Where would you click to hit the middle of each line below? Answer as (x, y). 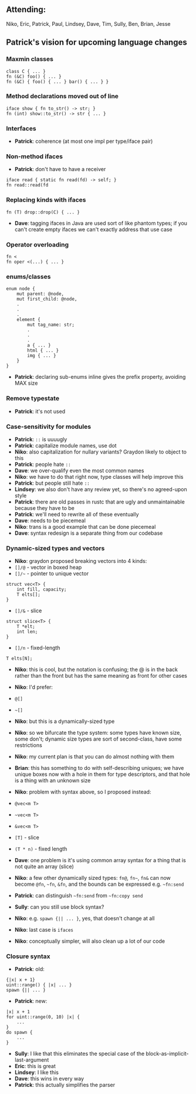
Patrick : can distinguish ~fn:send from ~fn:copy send (79, 896)
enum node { (21, 289)
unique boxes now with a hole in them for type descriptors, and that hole (102, 774)
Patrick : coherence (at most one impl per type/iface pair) (84, 141)
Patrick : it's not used (40, 411)
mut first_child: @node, (47, 299)
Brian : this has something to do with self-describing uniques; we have (99, 768)
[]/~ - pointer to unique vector (52, 573)
